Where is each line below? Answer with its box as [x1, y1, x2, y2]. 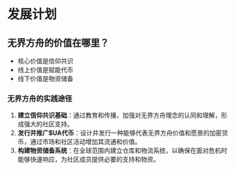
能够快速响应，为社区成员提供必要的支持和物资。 [17, 155, 160, 164]
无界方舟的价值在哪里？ [7, 37, 109, 49]
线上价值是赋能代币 [17, 66, 74, 74]
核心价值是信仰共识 [17, 57, 74, 65]
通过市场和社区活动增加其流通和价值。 [30, 138, 141, 146]
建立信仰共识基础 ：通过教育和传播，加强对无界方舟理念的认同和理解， [17, 111, 222, 120]
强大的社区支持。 [23, 120, 74, 128]
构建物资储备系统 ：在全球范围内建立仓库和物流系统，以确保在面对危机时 [17, 146, 227, 155]
